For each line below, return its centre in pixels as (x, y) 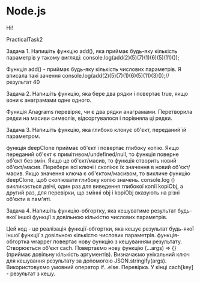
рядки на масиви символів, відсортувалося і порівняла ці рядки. (89, 118)
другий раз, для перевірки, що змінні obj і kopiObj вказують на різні (93, 192)
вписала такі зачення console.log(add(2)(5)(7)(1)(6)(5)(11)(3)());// (88, 75)
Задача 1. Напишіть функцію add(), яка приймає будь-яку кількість (92, 51)
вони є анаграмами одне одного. (49, 100)
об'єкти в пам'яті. (29, 199)
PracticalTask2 (25, 39)
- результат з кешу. (31, 273)
